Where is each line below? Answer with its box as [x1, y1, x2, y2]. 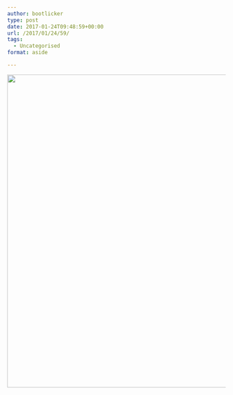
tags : [7, 36, 23, 43]
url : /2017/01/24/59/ [7, 29, 70, 37]
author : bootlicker [7, 10, 64, 17]
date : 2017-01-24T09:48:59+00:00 [7, 23, 104, 30]
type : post [7, 17, 39, 24]
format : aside [7, 49, 49, 56]
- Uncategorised [13, 42, 60, 49]
